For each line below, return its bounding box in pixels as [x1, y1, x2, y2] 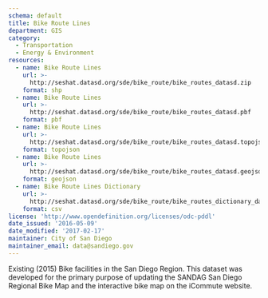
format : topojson [22, 145, 81, 153]
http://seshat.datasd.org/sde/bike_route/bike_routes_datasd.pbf [29, 109, 251, 117]
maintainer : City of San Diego [8, 235, 112, 243]
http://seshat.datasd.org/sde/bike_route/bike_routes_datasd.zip [29, 78, 251, 86]
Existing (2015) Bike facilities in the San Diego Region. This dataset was [8, 264, 243, 273]
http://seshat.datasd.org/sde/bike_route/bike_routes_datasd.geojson [29, 168, 266, 176]
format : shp [22, 85, 62, 94]
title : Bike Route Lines [8, 19, 91, 27]
